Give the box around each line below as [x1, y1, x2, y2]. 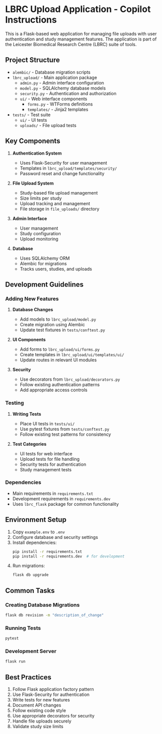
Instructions [5, 14, 57, 26]
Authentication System [12, 150, 62, 156]
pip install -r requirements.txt [12, 549, 82, 554]
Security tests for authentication [19, 461, 86, 467]
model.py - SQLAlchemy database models [19, 85, 106, 91]
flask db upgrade [12, 572, 49, 577]
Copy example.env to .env [12, 529, 65, 535]
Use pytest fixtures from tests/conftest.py [19, 426, 109, 432]
